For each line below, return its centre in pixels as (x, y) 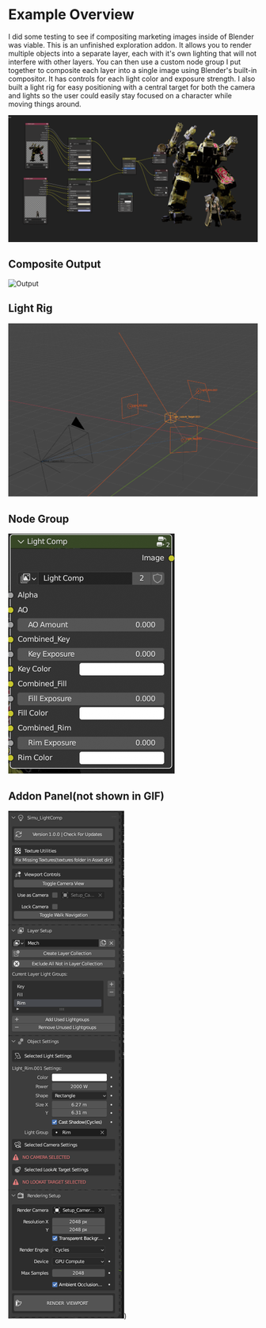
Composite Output (55, 265)
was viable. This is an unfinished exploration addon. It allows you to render (130, 44)
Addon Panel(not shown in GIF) (86, 796)
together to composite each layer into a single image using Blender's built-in (133, 70)
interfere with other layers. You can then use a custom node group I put (125, 62)
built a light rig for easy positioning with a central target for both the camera (132, 87)
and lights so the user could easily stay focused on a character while (120, 95)
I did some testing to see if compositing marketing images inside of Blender (131, 36)
